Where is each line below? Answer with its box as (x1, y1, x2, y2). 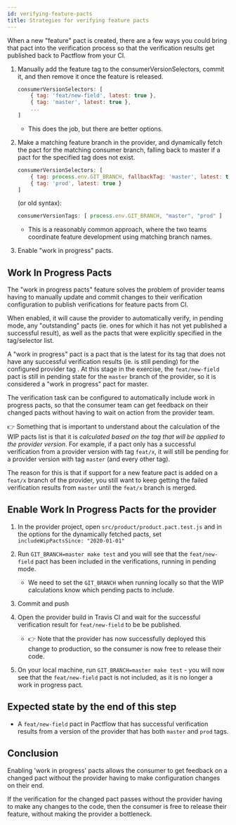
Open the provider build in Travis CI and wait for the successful (17, 613, 201, 621)
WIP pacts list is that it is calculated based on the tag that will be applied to (7, 433, 225, 441)
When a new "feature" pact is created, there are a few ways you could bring (7, 36, 228, 44)
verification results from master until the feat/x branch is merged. (7, 483, 197, 492)
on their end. (7, 781, 44, 789)
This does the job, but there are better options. (27, 124, 164, 133)
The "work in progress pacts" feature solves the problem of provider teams (7, 285, 225, 294)
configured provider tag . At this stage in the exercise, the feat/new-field (7, 365, 220, 373)
